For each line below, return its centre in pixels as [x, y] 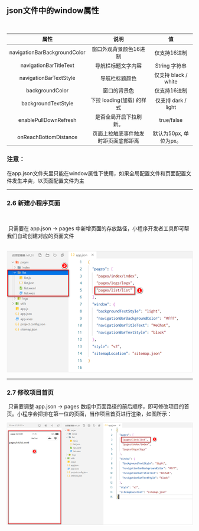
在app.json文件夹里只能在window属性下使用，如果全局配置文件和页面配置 [97, 173]
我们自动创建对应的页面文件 [40, 236]
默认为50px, [167, 133]
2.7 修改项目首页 [30, 392]
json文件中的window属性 [53, 11]
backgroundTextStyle [47, 104]
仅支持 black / [171, 75]
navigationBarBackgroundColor [47, 53]
